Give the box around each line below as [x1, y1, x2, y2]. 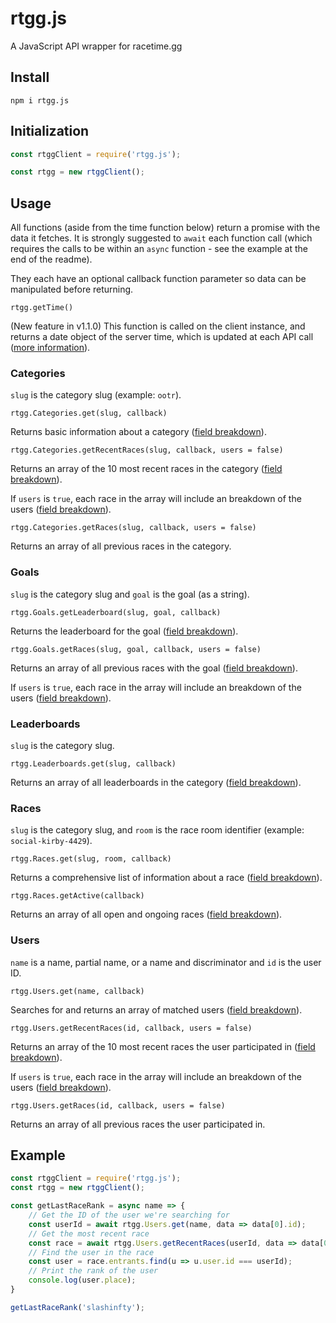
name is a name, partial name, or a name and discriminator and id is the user [10, 956, 322, 968]
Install [10, 69, 50, 86]
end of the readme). [10, 253, 93, 266]
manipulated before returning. [10, 283, 134, 296]
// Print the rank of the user [28, 1266, 159, 1276]
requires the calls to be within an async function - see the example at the [10, 243, 308, 255]
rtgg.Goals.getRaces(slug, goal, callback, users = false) [10, 644, 262, 654]
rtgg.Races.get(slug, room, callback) [10, 854, 172, 864]
